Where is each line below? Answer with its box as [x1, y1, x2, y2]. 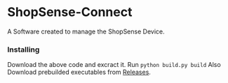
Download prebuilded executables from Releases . [7, 68, 151, 77]
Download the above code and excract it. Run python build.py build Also [7, 61, 221, 69]
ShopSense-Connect [7, 4, 133, 20]
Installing [7, 45, 40, 54]
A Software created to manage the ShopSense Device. [7, 27, 165, 36]
